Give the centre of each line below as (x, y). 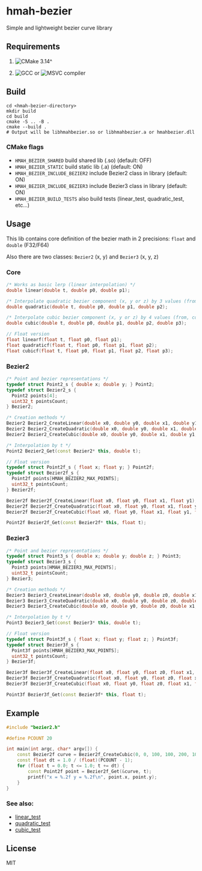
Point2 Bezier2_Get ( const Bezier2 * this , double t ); (74, 451)
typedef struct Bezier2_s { (41, 390)
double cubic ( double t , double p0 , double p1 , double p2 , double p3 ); (96, 323)
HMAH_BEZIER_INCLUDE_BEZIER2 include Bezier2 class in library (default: (101, 173)
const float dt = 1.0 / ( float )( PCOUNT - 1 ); (75, 760)
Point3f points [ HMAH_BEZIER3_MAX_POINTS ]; (66, 651)
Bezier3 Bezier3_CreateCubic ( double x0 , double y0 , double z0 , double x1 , (102, 607)
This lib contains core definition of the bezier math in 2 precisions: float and (101, 239)
